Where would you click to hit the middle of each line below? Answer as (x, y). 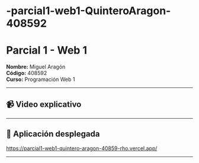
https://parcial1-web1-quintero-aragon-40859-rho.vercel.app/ (82, 148)
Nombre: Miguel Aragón (36, 67)
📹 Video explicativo (44, 104)
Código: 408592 (27, 73)
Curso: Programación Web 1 (41, 79)
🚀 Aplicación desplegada (53, 134)
